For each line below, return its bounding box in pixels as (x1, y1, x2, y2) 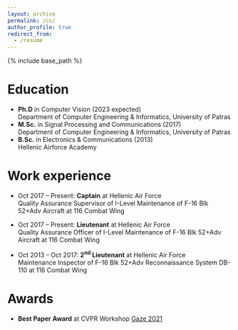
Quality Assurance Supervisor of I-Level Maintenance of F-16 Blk (17, 199, 209, 207)
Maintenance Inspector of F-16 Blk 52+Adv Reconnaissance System (17, 258, 217, 267)
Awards (7, 290, 54, 306)
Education (7, 81, 69, 98)
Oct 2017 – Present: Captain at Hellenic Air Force (17, 192, 162, 200)
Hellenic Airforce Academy (17, 143, 98, 152)
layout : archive (7, 10, 56, 18)
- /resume (14, 37, 43, 44)
